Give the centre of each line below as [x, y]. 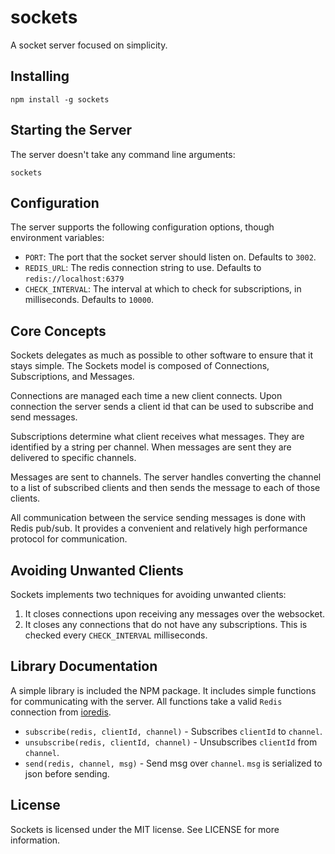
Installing [40, 76]
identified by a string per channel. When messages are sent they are [151, 447]
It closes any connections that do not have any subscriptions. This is [166, 624]
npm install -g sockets [60, 99]
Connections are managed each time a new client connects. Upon [146, 396]
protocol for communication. [69, 539]
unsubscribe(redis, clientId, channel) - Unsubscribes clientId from [171, 742]
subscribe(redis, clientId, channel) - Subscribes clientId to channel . [173, 731]
